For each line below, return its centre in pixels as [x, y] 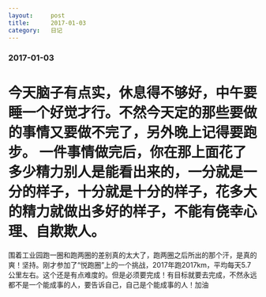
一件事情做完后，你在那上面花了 [143, 152]
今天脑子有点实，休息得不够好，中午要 [133, 93]
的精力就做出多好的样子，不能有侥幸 [126, 212]
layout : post [37, 15]
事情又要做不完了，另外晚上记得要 [133, 133]
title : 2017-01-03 [47, 23]
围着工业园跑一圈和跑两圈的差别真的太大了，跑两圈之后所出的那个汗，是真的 [133, 255]
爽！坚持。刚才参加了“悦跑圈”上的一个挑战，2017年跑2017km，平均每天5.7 [129, 265]
